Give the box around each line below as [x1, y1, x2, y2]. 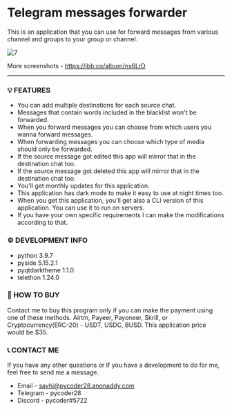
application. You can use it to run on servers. [17, 203, 145, 212]
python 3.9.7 [17, 251, 53, 259]
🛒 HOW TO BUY [7, 290, 60, 300]
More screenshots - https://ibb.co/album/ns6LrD [7, 61, 146, 70]
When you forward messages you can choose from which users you [17, 123, 212, 132]
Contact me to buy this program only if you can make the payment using [7, 305, 213, 314]
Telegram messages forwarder [7, 5, 188, 21]
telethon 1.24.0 [17, 273, 60, 281]
